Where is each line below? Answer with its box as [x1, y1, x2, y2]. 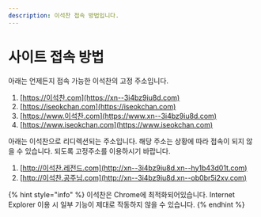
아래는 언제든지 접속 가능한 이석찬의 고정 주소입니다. [8, 76, 168, 86]
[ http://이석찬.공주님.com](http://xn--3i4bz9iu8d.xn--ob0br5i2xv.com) [19, 173, 248, 182]
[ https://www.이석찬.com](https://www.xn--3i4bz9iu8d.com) [19, 111, 217, 120]
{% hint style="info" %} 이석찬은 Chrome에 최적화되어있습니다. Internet [8, 189, 236, 199]
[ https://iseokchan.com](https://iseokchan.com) [19, 101, 176, 111]
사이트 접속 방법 [8, 48, 104, 66]
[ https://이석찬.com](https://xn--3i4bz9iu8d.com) [19, 93, 180, 102]
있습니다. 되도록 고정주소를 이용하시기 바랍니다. [25, 146, 171, 155]
